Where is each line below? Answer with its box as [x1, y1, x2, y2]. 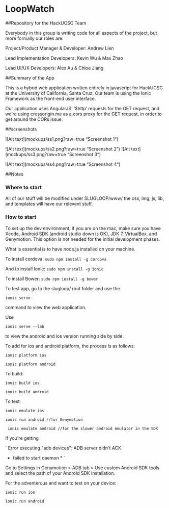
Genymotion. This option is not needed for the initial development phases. [5, 236, 160, 242]
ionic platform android [5, 362, 56, 367]
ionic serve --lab [5, 324, 44, 329]
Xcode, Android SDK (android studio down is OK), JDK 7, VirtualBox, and [5, 231, 157, 237]
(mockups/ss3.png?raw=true [5, 151, 66, 157]
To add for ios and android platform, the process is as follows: [5, 343, 135, 349]
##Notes [5, 171, 24, 177]
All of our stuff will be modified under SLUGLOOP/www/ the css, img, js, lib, [5, 195, 164, 201]
